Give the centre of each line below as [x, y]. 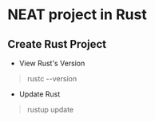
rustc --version [52, 79]
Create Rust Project [57, 44]
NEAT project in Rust [77, 15]
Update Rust [40, 94]
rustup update [50, 110]
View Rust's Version [52, 63]
